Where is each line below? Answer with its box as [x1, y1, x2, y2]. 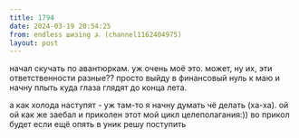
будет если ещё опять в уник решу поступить [9, 119, 187, 130]
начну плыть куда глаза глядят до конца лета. [9, 82, 188, 93]
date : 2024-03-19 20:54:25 [9, 22, 111, 31]
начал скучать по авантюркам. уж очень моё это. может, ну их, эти [9, 63, 273, 74]
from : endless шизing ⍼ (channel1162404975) [9, 30, 182, 39]
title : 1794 [9, 13, 54, 23]
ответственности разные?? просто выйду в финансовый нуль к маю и [9, 73, 281, 84]
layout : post [9, 38, 59, 48]
